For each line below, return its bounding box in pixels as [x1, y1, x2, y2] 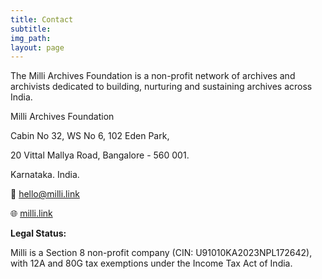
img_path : [10, 33, 52, 43]
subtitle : [10, 24, 52, 34]
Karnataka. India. [10, 169, 80, 181]
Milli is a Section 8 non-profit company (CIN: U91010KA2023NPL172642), [10, 247, 313, 259]
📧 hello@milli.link [10, 188, 80, 200]
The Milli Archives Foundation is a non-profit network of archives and [10, 70, 296, 82]
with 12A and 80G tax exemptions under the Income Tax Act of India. [10, 257, 293, 270]
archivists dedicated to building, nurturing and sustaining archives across [10, 81, 313, 93]
